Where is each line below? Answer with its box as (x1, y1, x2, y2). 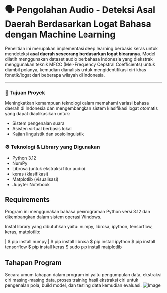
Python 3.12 (12, 155, 36, 161)
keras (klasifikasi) (12, 171, 49, 177)
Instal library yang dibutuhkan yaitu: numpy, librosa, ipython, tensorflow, (5, 224, 153, 230)
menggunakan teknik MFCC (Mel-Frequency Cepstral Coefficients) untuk (5, 61, 155, 67)
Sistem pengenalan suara (12, 120, 65, 126)
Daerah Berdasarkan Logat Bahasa (5, 18, 151, 30)
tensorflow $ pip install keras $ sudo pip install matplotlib (5, 244, 122, 250)
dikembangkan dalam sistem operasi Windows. (5, 214, 102, 220)
